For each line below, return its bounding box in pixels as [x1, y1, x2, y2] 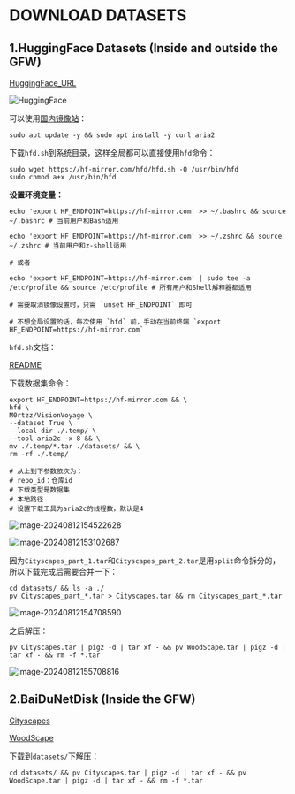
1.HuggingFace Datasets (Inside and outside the [9, 41, 278, 56]
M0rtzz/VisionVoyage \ [9, 411, 93, 420]
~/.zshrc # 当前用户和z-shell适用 [9, 241, 127, 250]
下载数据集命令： [9, 378, 72, 388]
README [9, 360, 42, 370]
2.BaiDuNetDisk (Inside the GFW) [9, 691, 196, 707]
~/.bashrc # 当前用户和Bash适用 [9, 217, 119, 225]
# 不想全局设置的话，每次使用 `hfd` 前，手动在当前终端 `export [9, 317, 222, 326]
